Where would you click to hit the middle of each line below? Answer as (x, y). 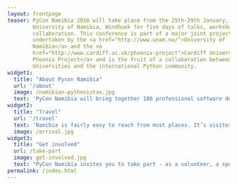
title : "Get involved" (47, 145)
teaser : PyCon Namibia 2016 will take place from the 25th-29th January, (118, 20)
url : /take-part (37, 151)
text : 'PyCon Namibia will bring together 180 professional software (118, 99)
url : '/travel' (36, 118)
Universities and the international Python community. (115, 66)
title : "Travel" (37, 112)
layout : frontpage (34, 14)
